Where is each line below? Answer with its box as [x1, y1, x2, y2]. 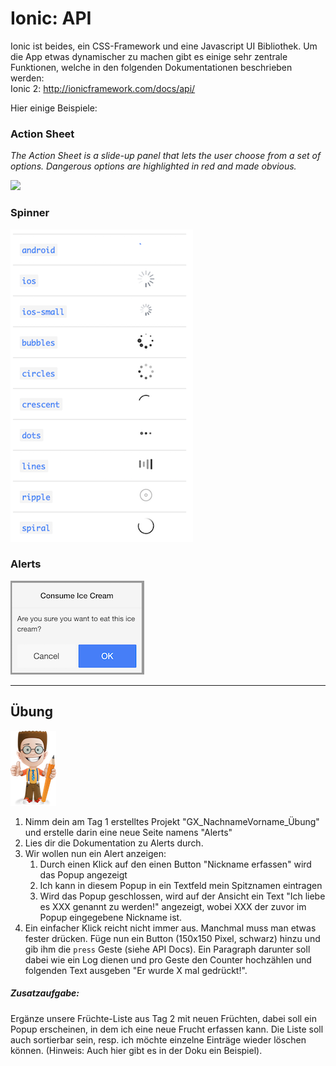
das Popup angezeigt [39, 868, 128, 881]
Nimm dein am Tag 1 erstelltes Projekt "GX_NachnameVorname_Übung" [24, 815, 320, 827]
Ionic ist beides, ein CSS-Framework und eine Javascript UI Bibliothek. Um [10, 40, 318, 52]
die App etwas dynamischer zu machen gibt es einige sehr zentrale [10, 50, 288, 62]
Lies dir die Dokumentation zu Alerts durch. [24, 837, 204, 849]
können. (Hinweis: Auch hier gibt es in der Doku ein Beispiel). [10, 1044, 263, 1056]
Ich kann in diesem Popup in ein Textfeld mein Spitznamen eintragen [39, 879, 323, 891]
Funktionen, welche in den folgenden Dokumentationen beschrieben [10, 61, 293, 73]
